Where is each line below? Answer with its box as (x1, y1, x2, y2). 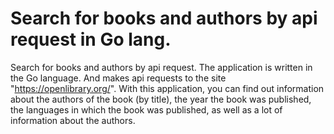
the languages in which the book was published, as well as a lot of (10, 103, 283, 116)
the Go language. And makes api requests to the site (10, 72, 227, 84)
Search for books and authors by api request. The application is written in (10, 61, 313, 73)
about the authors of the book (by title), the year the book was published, (10, 93, 312, 105)
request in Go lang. (10, 28, 172, 51)
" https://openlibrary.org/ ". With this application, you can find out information (10, 82, 325, 94)
